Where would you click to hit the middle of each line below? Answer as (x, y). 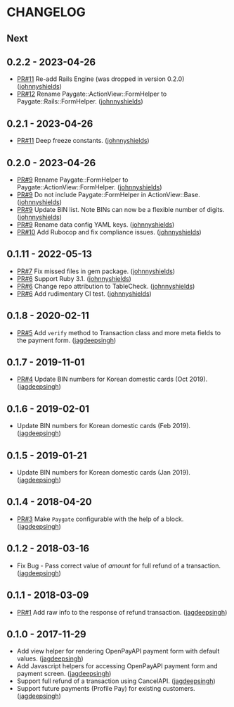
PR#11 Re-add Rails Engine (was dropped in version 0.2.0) (100, 79)
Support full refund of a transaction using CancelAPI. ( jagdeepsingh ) (116, 681)
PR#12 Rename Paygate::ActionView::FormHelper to (92, 94)
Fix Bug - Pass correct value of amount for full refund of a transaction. (119, 565)
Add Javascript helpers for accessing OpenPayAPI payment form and (117, 666)
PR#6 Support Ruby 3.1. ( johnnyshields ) (74, 278)
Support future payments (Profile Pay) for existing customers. (106, 689)
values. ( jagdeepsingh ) (50, 658)
